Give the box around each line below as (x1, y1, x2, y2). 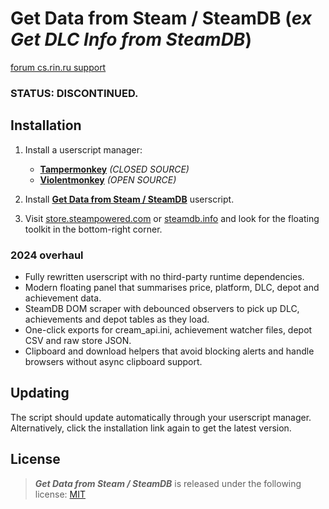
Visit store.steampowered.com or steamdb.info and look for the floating (24, 212, 320, 224)
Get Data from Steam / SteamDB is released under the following (34, 477, 302, 489)
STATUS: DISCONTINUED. (10, 86, 139, 100)
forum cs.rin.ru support (10, 61, 107, 73)
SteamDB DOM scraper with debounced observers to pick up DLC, (24, 302, 300, 314)
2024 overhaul (10, 248, 84, 262)
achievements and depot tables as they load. (24, 313, 210, 325)
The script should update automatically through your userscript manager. (10, 411, 312, 423)
